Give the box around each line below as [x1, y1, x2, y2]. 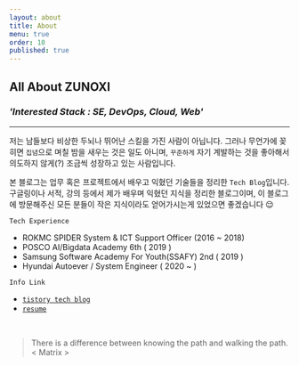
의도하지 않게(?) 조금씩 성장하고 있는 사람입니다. [9, 158, 176, 168]
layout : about [9, 12, 62, 22]
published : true [9, 46, 69, 55]
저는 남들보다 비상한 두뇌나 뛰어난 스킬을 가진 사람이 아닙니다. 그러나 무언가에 [9, 135, 278, 146]
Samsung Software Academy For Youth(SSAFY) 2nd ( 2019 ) [21, 251, 244, 262]
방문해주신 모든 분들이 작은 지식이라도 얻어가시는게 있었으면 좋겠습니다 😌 [18, 199, 274, 209]
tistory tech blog [21, 295, 91, 304]
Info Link [9, 278, 46, 287]
